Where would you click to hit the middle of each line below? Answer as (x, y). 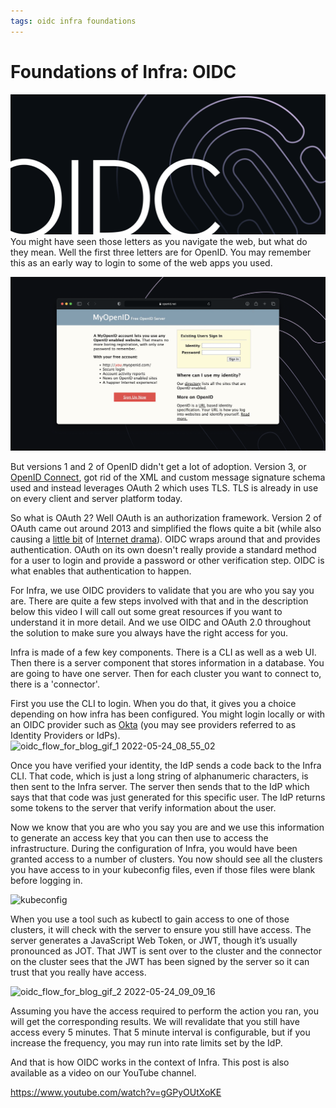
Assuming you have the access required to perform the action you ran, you (164, 1011)
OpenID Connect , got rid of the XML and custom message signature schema (168, 477)
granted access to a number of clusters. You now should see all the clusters (166, 859)
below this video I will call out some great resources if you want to (146, 612)
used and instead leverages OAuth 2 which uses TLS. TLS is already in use (164, 488)
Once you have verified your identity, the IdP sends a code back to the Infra (166, 766)
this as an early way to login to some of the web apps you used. (141, 263)
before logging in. (46, 881)
